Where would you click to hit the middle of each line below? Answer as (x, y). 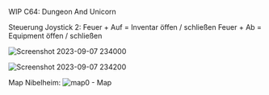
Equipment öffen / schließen (55, 36)
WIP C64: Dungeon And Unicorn (63, 12)
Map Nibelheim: (35, 83)
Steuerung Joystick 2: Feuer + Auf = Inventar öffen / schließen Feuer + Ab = (135, 27)
